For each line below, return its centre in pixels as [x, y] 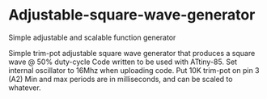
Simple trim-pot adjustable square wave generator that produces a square [132, 53]
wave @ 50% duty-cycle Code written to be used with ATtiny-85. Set [123, 62]
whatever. [25, 88]
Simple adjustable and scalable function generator [92, 37]
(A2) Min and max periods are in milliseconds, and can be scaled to [121, 79]
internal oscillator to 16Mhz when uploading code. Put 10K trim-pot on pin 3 [134, 70]
